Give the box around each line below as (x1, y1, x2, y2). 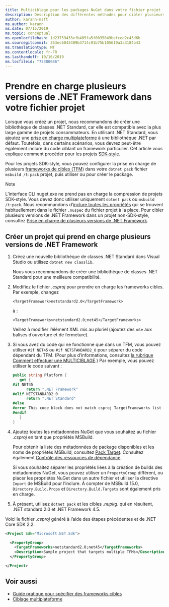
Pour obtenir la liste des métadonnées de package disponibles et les (12, 444, 154, 450)
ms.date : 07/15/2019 (5, 26, 49, 31)
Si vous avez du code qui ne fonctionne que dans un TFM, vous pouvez (12, 341, 161, 347)
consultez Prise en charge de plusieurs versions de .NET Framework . (5, 218, 148, 224)
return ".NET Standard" (26, 396, 76, 401)
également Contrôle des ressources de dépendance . (12, 454, 122, 460)
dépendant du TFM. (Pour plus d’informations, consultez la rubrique (12, 352, 153, 358)
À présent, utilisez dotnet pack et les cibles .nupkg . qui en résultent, (12, 501, 153, 507)
